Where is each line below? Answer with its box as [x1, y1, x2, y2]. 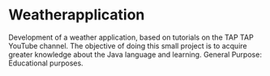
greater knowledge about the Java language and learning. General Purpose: [8, 49, 262, 59]
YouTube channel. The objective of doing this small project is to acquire [8, 40, 247, 50]
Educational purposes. [8, 58, 84, 68]
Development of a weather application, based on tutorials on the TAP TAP [8, 32, 254, 42]
